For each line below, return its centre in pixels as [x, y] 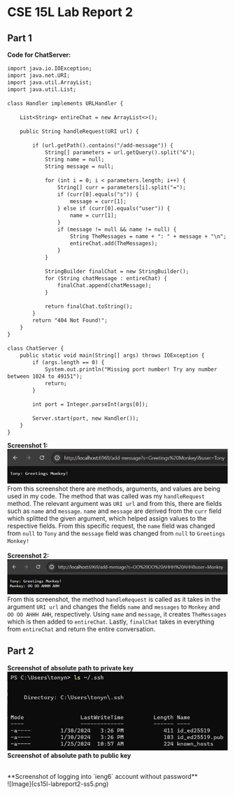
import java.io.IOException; [50, 69]
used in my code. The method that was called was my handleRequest [106, 496]
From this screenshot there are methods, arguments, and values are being [114, 489]
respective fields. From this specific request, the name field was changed [111, 526]
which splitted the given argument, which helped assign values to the [107, 519]
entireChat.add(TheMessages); [114, 244]
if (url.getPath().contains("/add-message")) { [103, 146]
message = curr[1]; [98, 202]
